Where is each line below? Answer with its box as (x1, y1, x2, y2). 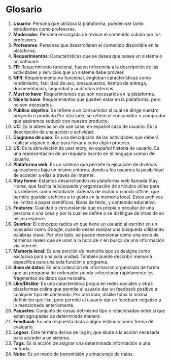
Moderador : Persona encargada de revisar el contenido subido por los (13, 31, 161, 37)
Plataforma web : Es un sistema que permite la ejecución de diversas (13, 161, 157, 167)
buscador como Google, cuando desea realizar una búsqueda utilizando (13, 226, 164, 232)
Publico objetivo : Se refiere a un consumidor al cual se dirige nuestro (13, 107, 159, 113)
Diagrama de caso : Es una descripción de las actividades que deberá (13, 134, 159, 140)
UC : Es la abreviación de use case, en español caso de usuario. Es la (13, 123, 157, 130)
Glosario (6, 4, 42, 15)
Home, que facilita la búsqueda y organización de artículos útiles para (13, 183, 159, 189)
